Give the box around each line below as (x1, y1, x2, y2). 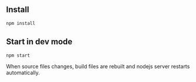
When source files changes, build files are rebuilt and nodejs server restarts (6, 63, 190, 70)
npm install (6, 20, 35, 26)
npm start (6, 53, 31, 58)
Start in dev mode (6, 37, 72, 47)
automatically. (6, 69, 40, 76)
